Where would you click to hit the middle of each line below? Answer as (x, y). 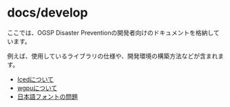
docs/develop (48, 13)
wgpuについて (37, 88)
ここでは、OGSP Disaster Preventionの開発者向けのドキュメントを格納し (111, 32)
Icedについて (35, 79)
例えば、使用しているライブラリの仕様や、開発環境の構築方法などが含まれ (113, 56)
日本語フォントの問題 (47, 96)
